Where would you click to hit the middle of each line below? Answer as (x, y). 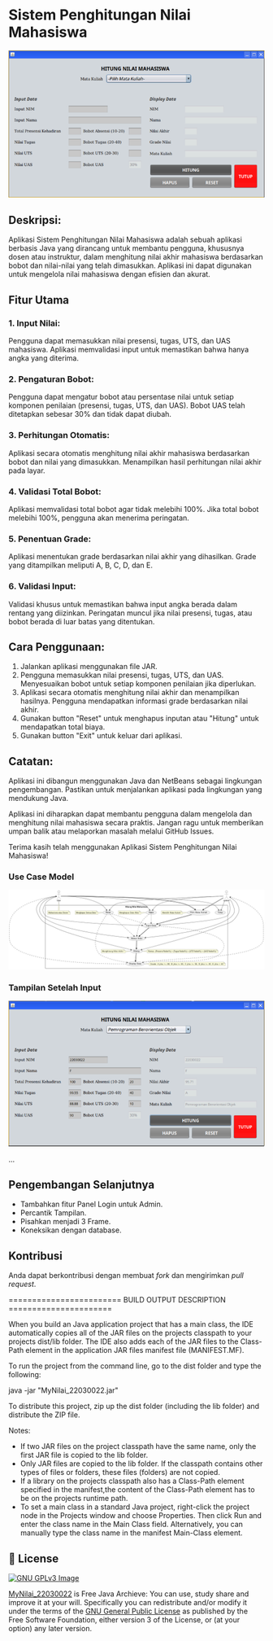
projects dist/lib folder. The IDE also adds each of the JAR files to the (123, 1341)
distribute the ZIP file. (44, 1415)
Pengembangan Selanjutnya (82, 1185)
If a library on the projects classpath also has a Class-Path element (132, 1481)
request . (22, 1284)
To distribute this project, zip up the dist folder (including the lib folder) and (134, 1407)
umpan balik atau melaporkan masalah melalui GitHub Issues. (111, 831)
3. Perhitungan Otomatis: (59, 435)
